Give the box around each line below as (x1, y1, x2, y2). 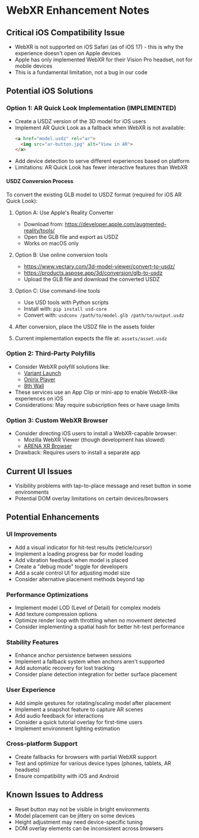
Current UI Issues (6, 466, 73, 476)
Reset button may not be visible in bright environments (14, 806, 150, 813)
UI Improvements (6, 530, 57, 539)
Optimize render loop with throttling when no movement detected (14, 617, 176, 624)
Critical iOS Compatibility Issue (6, 28, 125, 38)
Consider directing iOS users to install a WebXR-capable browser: (14, 430, 177, 437)
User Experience (6, 686, 56, 694)
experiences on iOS (14, 394, 64, 402)
